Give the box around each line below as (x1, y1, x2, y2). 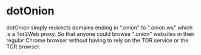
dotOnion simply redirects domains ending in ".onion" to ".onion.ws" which (6, 24, 193, 31)
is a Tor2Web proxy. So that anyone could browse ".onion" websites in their (6, 30, 195, 37)
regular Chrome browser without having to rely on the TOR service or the (6, 36, 189, 44)
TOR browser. (6, 43, 41, 50)
